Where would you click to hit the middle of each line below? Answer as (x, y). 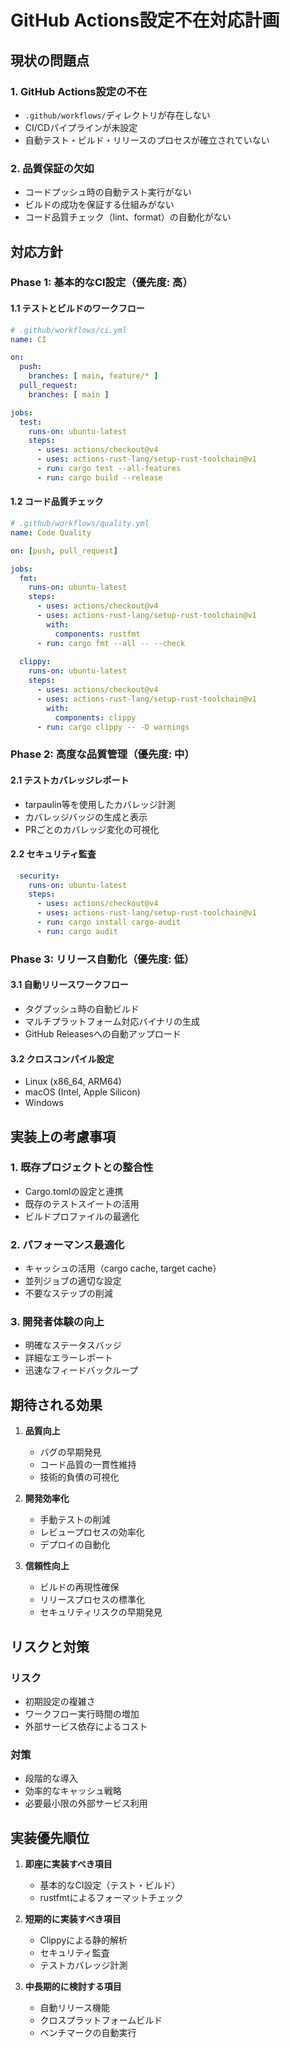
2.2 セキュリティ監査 (53, 854)
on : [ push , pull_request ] (64, 551)
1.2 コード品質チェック (57, 502)
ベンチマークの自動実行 (88, 2033)
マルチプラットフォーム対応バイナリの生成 (112, 1021)
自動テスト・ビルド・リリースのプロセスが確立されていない (147, 140)
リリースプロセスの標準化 (92, 1600)
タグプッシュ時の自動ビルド (82, 1008)
